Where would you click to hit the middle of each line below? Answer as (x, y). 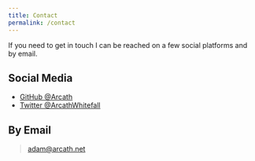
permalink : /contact (42, 23)
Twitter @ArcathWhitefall (60, 105)
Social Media (41, 78)
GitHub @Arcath (46, 97)
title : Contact (33, 15)
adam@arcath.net (56, 149)
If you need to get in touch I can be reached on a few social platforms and (128, 45)
